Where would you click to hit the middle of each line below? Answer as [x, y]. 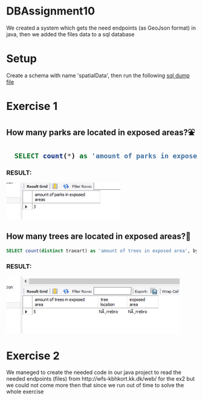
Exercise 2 [33, 356]
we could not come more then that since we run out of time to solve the [95, 385]
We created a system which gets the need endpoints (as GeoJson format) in [101, 28]
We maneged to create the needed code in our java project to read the [94, 372]
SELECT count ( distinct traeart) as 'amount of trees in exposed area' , [98, 251]
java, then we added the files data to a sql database [70, 34]
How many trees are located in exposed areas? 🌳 [99, 236]
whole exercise [25, 392]
